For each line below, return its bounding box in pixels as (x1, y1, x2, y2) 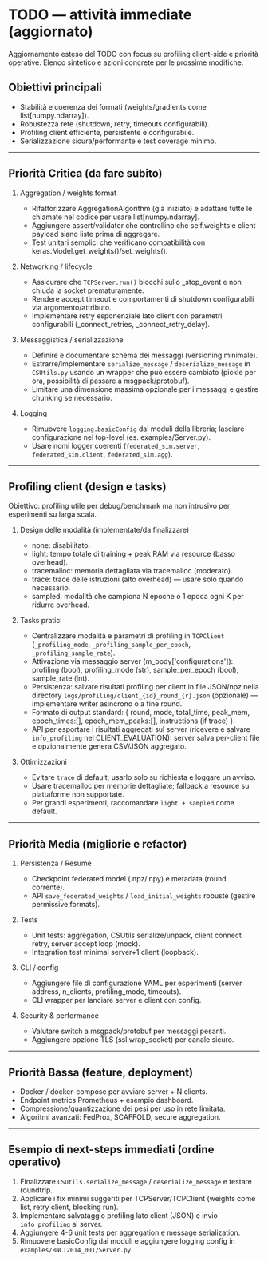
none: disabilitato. (31, 541, 91, 550)
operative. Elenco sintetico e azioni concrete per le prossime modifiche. (8, 58, 244, 67)
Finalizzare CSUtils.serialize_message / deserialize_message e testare (19, 1176, 253, 1186)
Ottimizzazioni (19, 757, 68, 767)
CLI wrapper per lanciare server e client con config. (31, 996, 202, 1005)
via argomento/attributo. (31, 302, 112, 312)
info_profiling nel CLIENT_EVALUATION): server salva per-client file (31, 733, 260, 743)
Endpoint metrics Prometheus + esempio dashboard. (19, 1096, 194, 1104)
